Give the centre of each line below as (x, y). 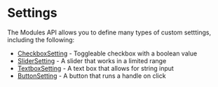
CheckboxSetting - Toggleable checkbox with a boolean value (107, 53)
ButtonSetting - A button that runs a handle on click (91, 76)
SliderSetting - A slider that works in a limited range (92, 60)
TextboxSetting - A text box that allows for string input (95, 68)
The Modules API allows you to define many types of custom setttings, (109, 32)
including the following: (41, 39)
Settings (32, 13)
